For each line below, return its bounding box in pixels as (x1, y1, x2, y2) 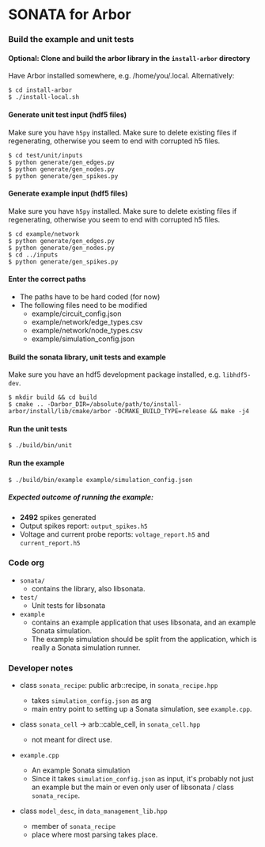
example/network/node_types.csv (31, 325, 143, 335)
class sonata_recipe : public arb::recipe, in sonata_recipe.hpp (19, 681, 218, 690)
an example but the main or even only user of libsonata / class (31, 782, 235, 792)
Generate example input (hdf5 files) (8, 188, 128, 199)
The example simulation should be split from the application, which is (31, 634, 257, 644)
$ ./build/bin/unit (8, 442, 73, 450)
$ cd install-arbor (8, 86, 73, 94)
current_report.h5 (19, 539, 81, 547)
